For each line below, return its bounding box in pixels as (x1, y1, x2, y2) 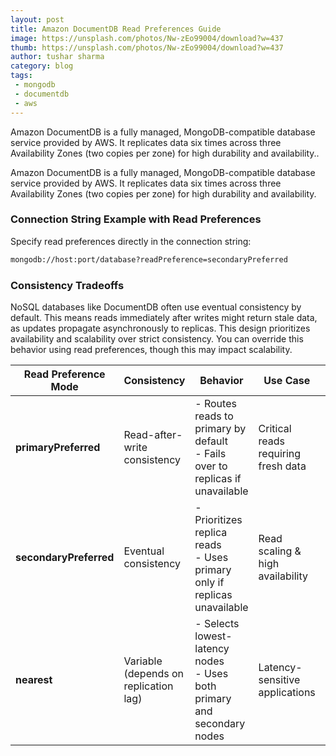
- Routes (194, 396, 237, 410)
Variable (123, 654, 163, 668)
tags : (10, 71, 33, 81)
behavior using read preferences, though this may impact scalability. (10, 343, 293, 355)
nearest (15, 672, 53, 686)
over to (194, 459, 228, 473)
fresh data (258, 459, 307, 473)
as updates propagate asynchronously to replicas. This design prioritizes (10, 322, 311, 334)
